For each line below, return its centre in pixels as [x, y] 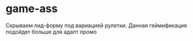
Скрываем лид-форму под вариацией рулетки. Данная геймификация [96, 25]
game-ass [32, 9]
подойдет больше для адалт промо [51, 31]
